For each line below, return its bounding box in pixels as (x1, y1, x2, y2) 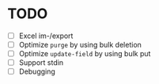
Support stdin (18, 58, 64, 67)
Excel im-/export (18, 31, 74, 40)
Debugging (18, 67, 56, 76)
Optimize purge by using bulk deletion (18, 40, 142, 49)
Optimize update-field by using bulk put (18, 49, 151, 59)
